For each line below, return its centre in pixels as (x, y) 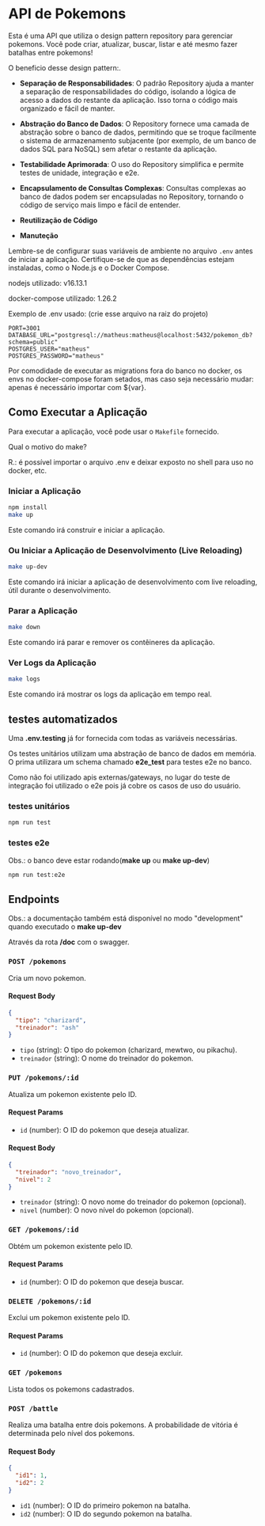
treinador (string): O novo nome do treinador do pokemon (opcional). (133, 1202)
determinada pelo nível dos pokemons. (72, 1433)
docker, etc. (28, 470)
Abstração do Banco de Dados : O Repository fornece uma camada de (134, 123)
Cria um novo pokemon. (47, 977)
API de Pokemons (67, 14)
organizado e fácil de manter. (67, 108)
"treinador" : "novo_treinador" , (69, 1172)
